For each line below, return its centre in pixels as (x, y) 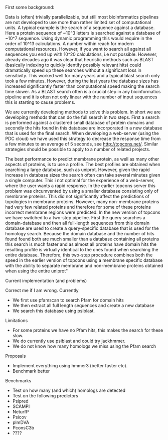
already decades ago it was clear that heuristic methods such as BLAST (79, 59)
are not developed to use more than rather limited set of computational (78, 22)
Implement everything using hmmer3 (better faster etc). (70, 365)
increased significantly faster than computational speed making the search (82, 86)
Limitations (17, 320)
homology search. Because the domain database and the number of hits (80, 234)
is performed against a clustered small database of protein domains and (79, 123)
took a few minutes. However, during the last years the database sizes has (82, 81)
